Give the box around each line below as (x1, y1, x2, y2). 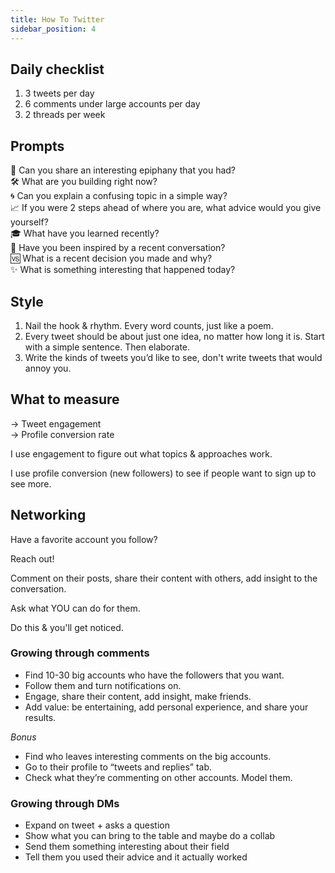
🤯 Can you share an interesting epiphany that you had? (10, 164, 237, 176)
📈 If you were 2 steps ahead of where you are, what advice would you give (10, 202, 322, 214)
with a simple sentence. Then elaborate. (24, 341, 191, 353)
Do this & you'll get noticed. (10, 621, 124, 633)
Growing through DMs (10, 796, 120, 810)
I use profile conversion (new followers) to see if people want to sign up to (10, 467, 317, 479)
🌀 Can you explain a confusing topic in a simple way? (10, 190, 228, 202)
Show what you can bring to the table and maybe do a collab (24, 830, 276, 842)
